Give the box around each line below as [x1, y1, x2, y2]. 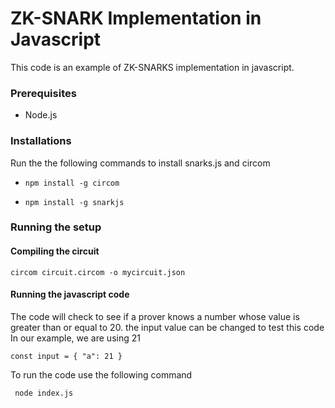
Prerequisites [10, 86, 77, 100]
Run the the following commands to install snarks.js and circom [10, 157, 271, 169]
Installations [10, 134, 72, 148]
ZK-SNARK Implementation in [10, 7, 262, 30]
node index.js [14, 388, 74, 398]
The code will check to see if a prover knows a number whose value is [10, 310, 300, 322]
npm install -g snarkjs [24, 197, 125, 207]
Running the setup [10, 220, 102, 234]
